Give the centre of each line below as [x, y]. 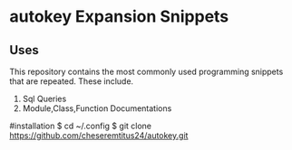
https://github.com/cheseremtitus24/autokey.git [99, 136]
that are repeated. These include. [72, 81]
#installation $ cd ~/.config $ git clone [81, 126]
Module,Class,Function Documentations [97, 108]
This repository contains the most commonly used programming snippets [146, 71]
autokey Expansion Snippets [119, 17]
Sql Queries [44, 98]
